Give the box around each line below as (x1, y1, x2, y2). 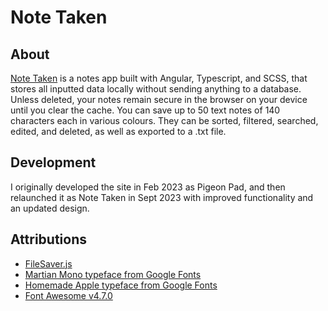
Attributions (10, 231, 88, 248)
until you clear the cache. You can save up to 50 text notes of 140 (10, 104, 281, 116)
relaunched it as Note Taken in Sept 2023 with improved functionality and (10, 191, 314, 203)
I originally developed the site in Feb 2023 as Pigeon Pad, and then (10, 181, 286, 193)
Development (10, 154, 97, 171)
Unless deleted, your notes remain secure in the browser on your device (10, 94, 308, 105)
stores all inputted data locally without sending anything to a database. (10, 83, 302, 95)
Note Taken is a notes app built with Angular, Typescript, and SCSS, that (10, 72, 308, 84)
